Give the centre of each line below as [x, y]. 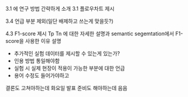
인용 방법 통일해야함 [37, 61]
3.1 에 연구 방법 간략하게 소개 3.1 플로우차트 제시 [60, 9]
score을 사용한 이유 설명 [33, 41]
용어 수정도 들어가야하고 [42, 76]
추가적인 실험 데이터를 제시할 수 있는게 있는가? [67, 53]
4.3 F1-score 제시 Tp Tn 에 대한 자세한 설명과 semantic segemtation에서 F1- [94, 34]
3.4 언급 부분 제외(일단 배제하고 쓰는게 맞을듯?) [59, 21]
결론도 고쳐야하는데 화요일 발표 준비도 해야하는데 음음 [66, 88]
